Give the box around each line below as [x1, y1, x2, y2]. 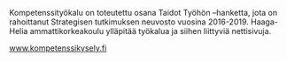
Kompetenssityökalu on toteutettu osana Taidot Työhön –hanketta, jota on [9, 8, 277, 17]
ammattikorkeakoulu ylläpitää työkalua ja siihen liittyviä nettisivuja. [29, 26, 272, 36]
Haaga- [251, 17, 279, 27]
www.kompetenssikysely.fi [9, 43, 107, 53]
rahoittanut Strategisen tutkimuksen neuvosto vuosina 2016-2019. [9, 17, 250, 27]
